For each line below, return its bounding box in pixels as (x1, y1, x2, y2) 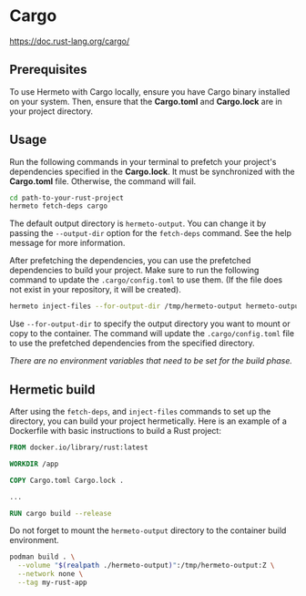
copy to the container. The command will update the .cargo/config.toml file (9, 328, 294, 339)
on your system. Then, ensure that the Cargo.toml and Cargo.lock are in (9, 96, 282, 107)
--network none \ (17, 570, 84, 579)
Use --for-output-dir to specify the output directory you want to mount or (9, 318, 291, 329)
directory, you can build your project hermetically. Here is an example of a (9, 416, 287, 426)
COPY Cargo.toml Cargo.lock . (9, 476, 125, 485)
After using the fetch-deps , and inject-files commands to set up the (9, 406, 271, 416)
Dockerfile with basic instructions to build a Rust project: (9, 426, 221, 436)
